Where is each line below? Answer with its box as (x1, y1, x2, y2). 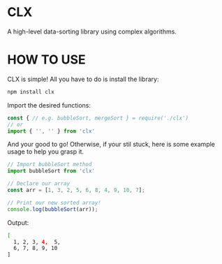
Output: (7, 218, 29, 227)
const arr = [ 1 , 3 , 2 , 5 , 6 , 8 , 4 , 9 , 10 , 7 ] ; (7, 186, 145, 193)
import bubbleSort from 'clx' (7, 168, 96, 175)
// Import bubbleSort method (7, 161, 92, 168)
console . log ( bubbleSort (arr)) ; (7, 205, 98, 213)
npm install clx (7, 88, 54, 95)
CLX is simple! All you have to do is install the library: (7, 75, 159, 83)
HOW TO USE (7, 52, 86, 68)
